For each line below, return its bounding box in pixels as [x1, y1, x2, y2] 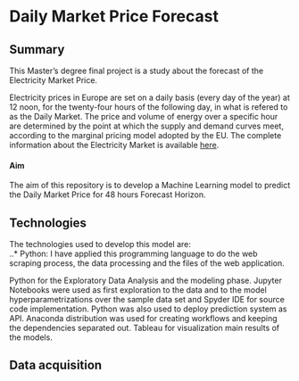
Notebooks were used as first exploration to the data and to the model [9, 285, 268, 295]
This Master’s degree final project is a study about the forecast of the [9, 65, 264, 76]
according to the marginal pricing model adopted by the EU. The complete [9, 130, 282, 140]
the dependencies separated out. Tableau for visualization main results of [9, 323, 280, 334]
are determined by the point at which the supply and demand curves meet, [9, 120, 284, 131]
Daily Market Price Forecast [9, 6, 219, 27]
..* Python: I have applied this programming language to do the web [9, 248, 258, 260]
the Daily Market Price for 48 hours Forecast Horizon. [9, 189, 207, 200]
